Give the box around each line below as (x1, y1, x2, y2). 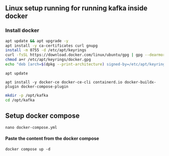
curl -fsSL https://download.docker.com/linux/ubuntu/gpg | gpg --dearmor (5, 52, 165, 57)
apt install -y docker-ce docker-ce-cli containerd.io (5, 80, 123, 85)
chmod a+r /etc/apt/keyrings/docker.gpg (5, 57, 92, 62)
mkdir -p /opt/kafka (5, 93, 49, 98)
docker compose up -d (5, 146, 51, 151)
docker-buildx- (124, 80, 156, 85)
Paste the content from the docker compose (5, 135, 100, 141)
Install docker (5, 27, 39, 34)
